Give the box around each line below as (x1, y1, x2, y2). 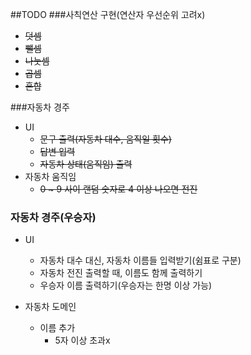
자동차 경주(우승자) (10, 210, 97, 224)
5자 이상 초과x (54, 334, 111, 347)
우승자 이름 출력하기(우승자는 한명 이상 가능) (39, 279, 213, 292)
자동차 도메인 (24, 301, 77, 313)
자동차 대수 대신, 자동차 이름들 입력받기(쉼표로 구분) (39, 254, 242, 267)
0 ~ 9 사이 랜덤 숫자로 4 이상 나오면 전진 (39, 183, 198, 195)
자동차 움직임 (24, 171, 77, 182)
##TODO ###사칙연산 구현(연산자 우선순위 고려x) (10, 9, 206, 20)
